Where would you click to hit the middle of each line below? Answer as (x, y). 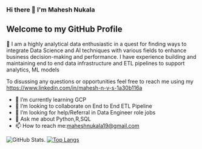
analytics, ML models (33, 70)
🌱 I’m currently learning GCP (51, 99)
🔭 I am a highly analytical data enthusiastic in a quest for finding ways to (96, 44)
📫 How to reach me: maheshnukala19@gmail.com (77, 125)
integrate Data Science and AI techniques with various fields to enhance (96, 50)
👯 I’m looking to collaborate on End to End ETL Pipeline (84, 106)
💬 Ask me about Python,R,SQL (53, 119)
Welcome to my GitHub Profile (64, 29)
